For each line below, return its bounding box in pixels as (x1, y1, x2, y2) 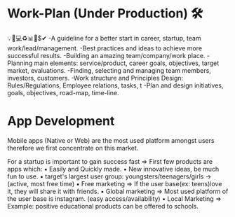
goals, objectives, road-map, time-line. (7, 88, 119, 97)
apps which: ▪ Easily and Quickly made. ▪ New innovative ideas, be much (7, 164, 220, 173)
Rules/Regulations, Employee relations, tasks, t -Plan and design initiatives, (7, 81, 224, 90)
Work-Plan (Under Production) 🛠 (7, 6, 203, 22)
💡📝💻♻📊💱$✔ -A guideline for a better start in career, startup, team (7, 34, 201, 42)
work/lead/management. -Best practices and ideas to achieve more (7, 43, 202, 52)
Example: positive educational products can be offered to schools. (7, 202, 199, 210)
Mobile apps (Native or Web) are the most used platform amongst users (7, 136, 215, 144)
